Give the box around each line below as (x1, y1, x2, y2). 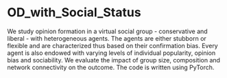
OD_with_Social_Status (7, 5, 142, 20)
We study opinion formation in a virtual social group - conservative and (7, 27, 208, 35)
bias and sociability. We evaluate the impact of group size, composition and (7, 56, 221, 64)
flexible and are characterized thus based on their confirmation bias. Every (7, 41, 218, 50)
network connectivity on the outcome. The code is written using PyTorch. (7, 63, 215, 71)
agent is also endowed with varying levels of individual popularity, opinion (7, 49, 216, 57)
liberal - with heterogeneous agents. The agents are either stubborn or (7, 34, 207, 42)
